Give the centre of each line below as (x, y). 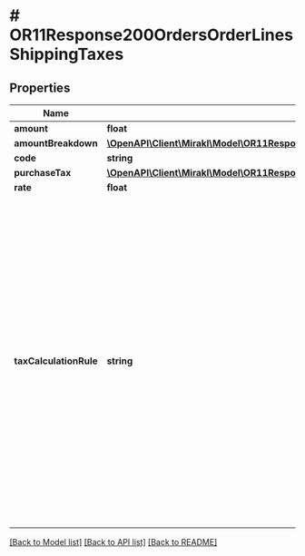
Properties (40, 88)
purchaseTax (43, 173)
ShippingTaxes (67, 54)
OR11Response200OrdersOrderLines (151, 35)
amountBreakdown (56, 143)
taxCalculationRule (56, 361)
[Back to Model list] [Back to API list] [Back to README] (113, 542)
